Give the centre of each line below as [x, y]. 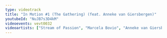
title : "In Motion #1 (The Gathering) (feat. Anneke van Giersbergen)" [81, 14]
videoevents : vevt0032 [29, 23]
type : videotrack [23, 10]
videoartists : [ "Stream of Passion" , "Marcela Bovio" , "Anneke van [77, 28]
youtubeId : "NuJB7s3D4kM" [32, 19]
